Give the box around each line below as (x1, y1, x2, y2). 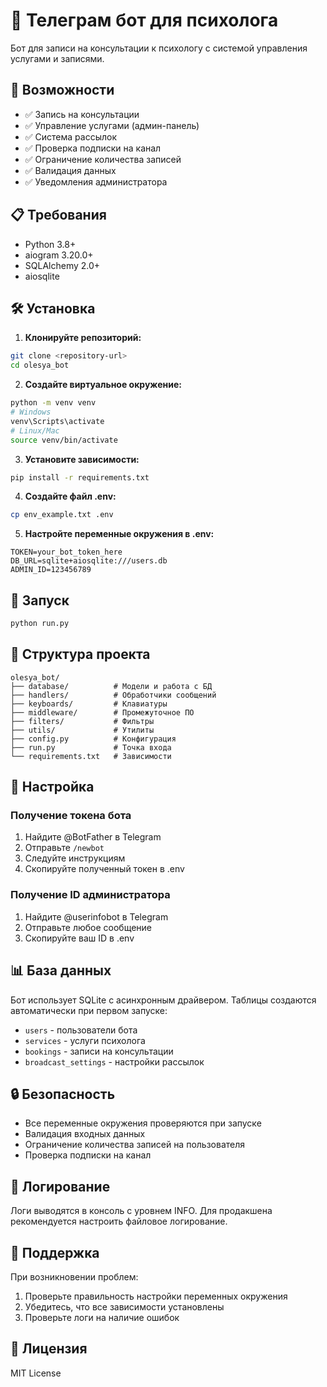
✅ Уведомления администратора (24, 175, 168, 188)
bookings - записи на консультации (24, 1045, 174, 1057)
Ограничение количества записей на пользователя (24, 1139, 246, 1151)
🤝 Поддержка (10, 1244, 100, 1261)
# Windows (10, 407, 52, 417)
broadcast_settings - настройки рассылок (24, 1055, 205, 1068)
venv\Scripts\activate (10, 416, 105, 426)
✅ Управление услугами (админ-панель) (24, 119, 200, 131)
